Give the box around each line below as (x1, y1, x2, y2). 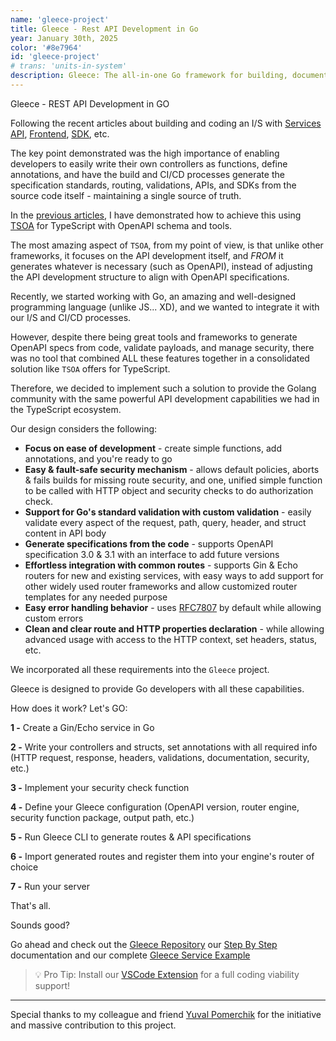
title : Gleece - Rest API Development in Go (10, 24, 199, 34)
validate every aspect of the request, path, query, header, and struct (24, 516, 307, 528)
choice (10, 861, 39, 873)
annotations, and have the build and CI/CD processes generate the (10, 168, 285, 180)
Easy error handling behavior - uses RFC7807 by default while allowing (24, 601, 322, 613)
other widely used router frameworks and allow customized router (24, 580, 298, 592)
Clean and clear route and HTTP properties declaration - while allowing (24, 622, 325, 635)
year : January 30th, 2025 (10, 33, 118, 43)
